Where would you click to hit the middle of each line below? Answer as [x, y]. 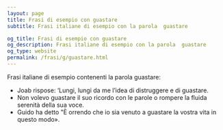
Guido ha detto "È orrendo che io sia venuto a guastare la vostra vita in [117, 112]
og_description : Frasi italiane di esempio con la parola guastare [107, 45]
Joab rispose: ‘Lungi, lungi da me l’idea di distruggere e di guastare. [113, 90]
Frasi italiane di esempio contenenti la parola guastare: [84, 77]
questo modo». [38, 119]
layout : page [26, 13]
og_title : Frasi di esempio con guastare [67, 38]
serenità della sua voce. [50, 105]
